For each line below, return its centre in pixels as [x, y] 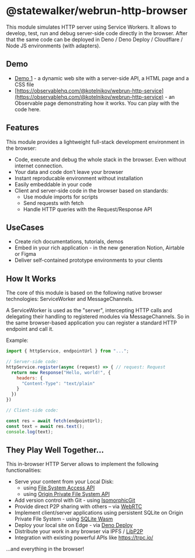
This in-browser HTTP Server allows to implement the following [82, 464]
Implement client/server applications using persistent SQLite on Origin [99, 513]
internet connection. [39, 166]
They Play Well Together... [55, 450]
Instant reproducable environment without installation [79, 178]
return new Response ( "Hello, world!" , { [61, 372]
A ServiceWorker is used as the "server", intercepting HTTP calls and [89, 310]
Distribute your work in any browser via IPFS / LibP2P [79, 532]
